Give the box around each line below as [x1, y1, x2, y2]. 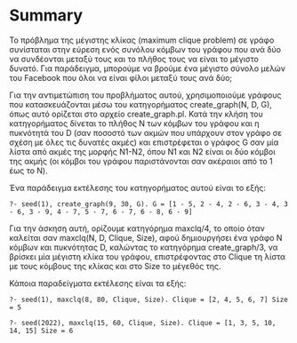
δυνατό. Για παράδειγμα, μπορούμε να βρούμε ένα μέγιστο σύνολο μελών [9, 63, 286, 74]
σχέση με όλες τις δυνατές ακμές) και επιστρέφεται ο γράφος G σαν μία [9, 137, 279, 148]
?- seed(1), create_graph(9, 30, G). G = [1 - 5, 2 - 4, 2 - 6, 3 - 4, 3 [9, 199, 289, 209]
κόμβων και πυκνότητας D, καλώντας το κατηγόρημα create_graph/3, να [9, 242, 278, 252]
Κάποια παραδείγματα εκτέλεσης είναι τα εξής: [9, 277, 187, 289]
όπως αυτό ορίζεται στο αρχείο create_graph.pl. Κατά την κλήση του [9, 108, 264, 119]
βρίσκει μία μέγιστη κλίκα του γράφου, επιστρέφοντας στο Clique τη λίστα [9, 251, 286, 262]
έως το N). [9, 165, 49, 176]
